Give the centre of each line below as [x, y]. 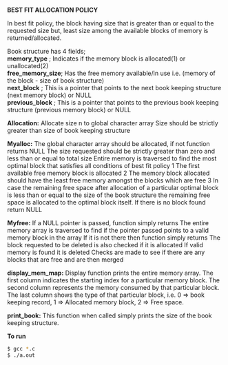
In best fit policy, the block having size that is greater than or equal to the [111, 23]
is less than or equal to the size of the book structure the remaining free [109, 195]
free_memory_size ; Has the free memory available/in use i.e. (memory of [111, 73]
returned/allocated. [34, 38]
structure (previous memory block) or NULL [69, 110]
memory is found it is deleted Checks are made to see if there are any [106, 252]
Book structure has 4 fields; [46, 51]
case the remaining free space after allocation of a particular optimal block [113, 188]
